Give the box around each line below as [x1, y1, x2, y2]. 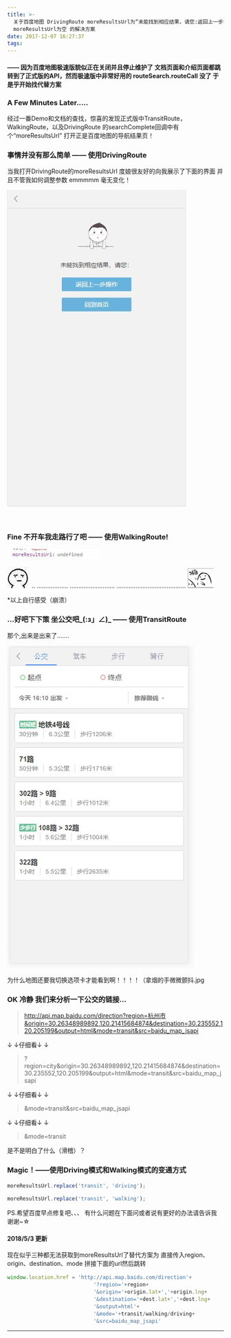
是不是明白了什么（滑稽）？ [7, 1146, 86, 1155]
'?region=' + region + [93, 1282, 149, 1289]
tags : [7, 40, 23, 47]
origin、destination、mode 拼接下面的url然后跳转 [7, 1260, 146, 1268]
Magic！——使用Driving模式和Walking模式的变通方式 [7, 1166, 187, 1175]
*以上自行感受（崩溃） [7, 595, 71, 604]
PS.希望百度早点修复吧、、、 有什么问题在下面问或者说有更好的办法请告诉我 [7, 1209, 217, 1217]
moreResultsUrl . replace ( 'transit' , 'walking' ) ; [7, 1196, 146, 1203]
